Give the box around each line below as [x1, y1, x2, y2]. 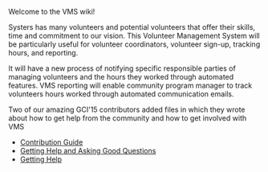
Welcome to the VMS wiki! [8, 7, 95, 16]
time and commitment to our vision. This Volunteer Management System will [8, 31, 260, 40]
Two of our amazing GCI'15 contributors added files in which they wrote [8, 104, 246, 114]
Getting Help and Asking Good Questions [19, 146, 156, 155]
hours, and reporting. [8, 48, 79, 57]
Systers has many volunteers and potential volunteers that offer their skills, [8, 23, 255, 31]
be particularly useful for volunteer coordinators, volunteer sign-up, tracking [8, 39, 261, 49]
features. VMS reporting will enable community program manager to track [8, 80, 253, 90]
